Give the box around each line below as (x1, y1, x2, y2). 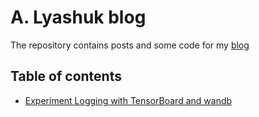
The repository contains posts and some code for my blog (10, 39, 250, 51)
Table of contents (10, 68, 122, 85)
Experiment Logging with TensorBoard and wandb (24, 94, 233, 106)
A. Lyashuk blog (10, 6, 147, 29)
